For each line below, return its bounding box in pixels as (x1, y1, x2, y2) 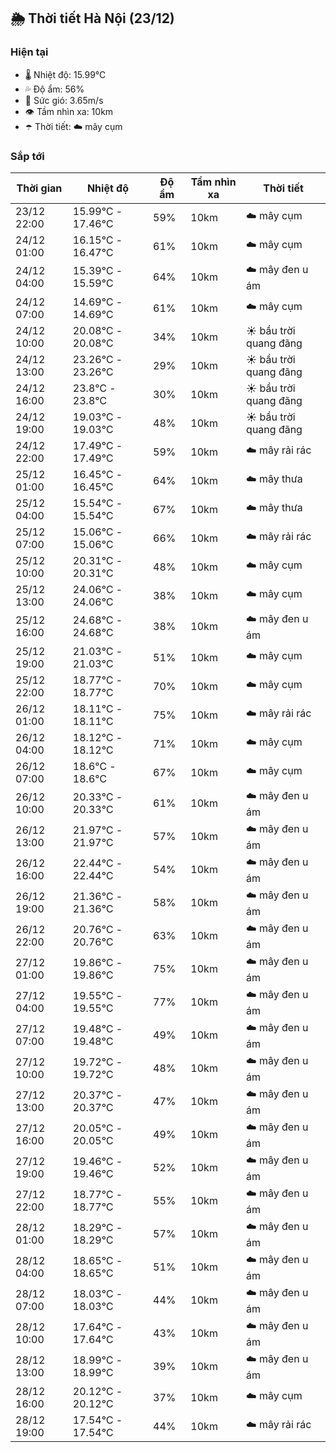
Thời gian (16, 181, 63, 195)
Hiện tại (10, 45, 49, 59)
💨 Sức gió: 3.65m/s (24, 94, 104, 106)
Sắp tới (10, 149, 45, 163)
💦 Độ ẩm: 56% (24, 83, 85, 95)
